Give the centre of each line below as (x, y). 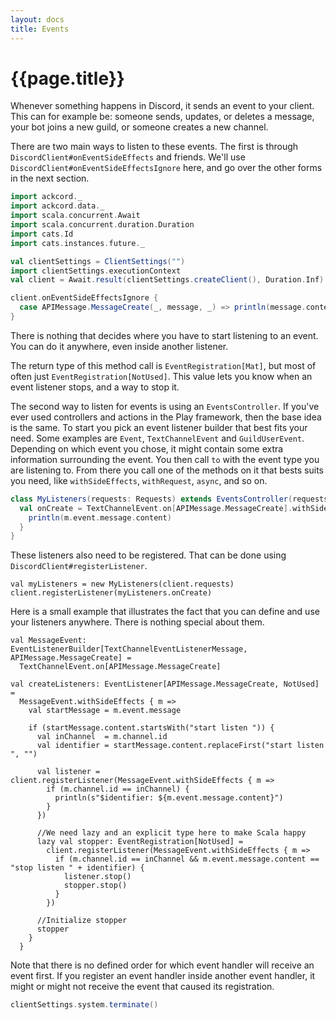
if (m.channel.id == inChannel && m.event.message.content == (187, 859)
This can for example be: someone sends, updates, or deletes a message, (162, 117)
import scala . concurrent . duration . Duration (102, 225)
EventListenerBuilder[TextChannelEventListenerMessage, (129, 649)
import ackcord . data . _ (57, 206)
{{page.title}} (67, 78)
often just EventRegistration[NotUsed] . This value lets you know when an (161, 376)
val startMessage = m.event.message (105, 711)
